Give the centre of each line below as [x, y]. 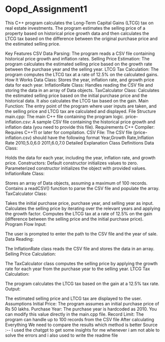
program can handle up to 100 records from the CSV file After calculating [80, 319]
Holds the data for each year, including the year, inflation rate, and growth [81, 157]
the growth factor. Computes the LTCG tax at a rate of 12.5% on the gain [79, 213]
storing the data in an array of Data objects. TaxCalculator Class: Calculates [82, 90]
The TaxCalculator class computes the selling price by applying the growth [81, 263]
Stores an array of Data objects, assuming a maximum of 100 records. [76, 183]
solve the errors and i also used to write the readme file [61, 335]
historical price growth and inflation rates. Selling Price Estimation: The [77, 58]
